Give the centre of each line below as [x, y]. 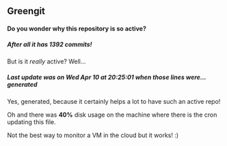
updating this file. [31, 121]
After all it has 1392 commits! [50, 44]
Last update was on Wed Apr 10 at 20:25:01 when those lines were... [107, 77]
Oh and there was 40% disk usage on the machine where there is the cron [112, 115]
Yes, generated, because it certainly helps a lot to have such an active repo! [114, 101]
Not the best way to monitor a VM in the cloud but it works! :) [93, 135]
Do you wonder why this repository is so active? [77, 28]
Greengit [26, 11]
